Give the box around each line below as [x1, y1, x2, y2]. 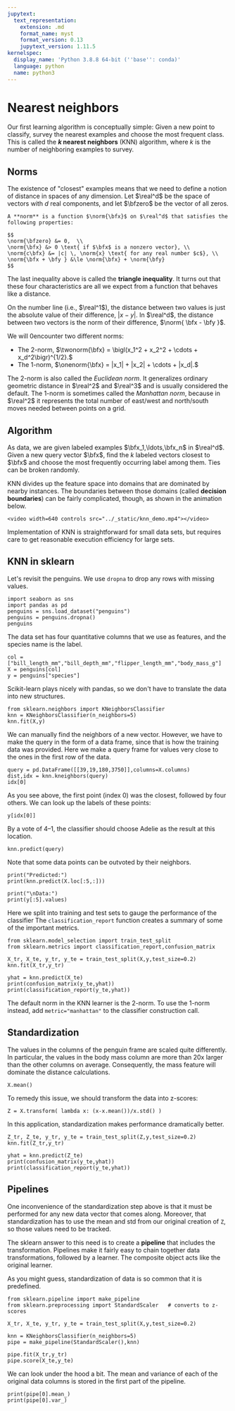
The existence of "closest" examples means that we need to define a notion [7, 185, 227, 193]
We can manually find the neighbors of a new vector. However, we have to [7, 730, 223, 738]
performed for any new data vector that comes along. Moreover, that [7, 1210, 206, 1218]
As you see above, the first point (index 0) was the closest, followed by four [7, 790, 227, 800]
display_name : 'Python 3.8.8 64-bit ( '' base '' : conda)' [13, 56, 181, 63]
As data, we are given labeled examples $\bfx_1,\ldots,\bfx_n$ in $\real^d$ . [7, 443, 225, 452]
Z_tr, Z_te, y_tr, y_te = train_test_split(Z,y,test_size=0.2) [7, 1133, 197, 1140]
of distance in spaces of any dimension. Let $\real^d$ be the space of [7, 192, 210, 201]
